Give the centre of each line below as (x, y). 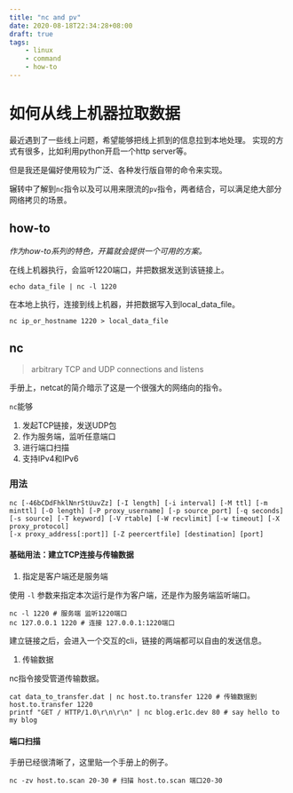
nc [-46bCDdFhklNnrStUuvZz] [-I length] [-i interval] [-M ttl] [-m (139, 503)
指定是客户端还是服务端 (65, 576)
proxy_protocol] (39, 526)
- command (44, 59)
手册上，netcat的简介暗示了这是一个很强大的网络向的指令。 (118, 388)
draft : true (31, 34)
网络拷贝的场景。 (40, 200)
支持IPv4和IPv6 (50, 459)
